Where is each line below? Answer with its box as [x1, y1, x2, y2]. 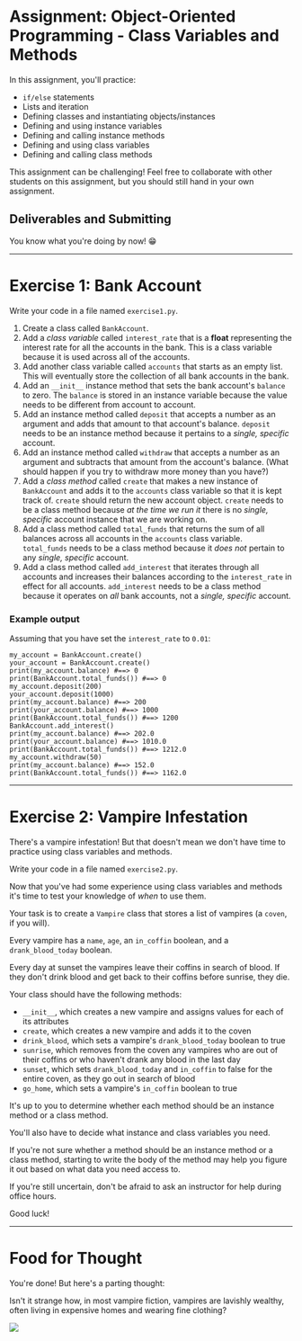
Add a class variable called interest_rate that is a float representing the [22, 332, 292, 343]
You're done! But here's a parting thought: [9, 1277, 165, 1288]
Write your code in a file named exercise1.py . [9, 305, 178, 316]
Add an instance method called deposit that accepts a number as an [22, 408, 276, 419]
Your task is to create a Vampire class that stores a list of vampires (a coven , [9, 907, 288, 918]
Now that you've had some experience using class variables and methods [9, 881, 283, 891]
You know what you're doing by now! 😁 [9, 236, 157, 246]
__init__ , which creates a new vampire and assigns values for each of [22, 1006, 284, 1017]
